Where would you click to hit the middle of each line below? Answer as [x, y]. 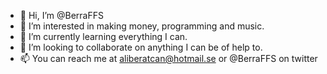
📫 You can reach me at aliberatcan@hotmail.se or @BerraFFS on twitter [168, 58]
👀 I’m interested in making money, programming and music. [142, 26]
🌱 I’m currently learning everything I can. [103, 36]
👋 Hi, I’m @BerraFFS [61, 15]
